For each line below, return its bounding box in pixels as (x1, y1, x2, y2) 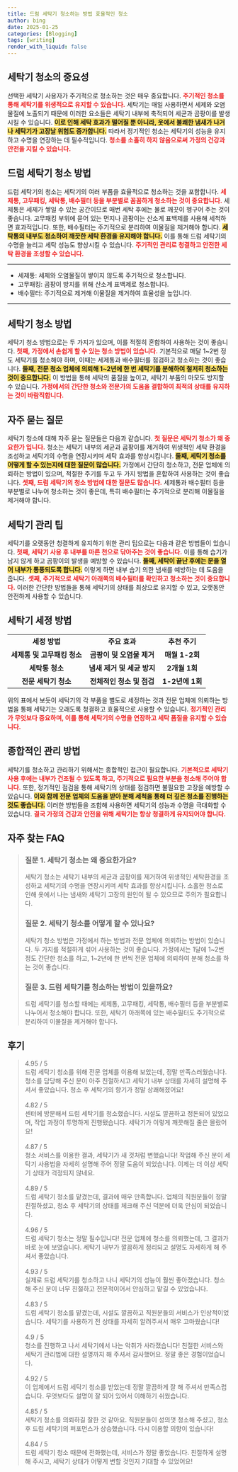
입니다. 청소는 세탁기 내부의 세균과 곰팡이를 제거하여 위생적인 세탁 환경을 (25, 443, 227, 452)
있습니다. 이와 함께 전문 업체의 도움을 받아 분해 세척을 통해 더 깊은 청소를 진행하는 (7, 792, 229, 800)
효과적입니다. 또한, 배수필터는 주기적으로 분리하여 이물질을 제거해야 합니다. (14, 222, 221, 231)
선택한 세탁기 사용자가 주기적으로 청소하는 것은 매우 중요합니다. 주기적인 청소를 (7, 91, 225, 100)
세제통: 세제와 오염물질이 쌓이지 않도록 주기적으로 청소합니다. (17, 270, 186, 280)
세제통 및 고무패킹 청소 (11, 649, 83, 659)
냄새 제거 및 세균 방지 (89, 663, 156, 673)
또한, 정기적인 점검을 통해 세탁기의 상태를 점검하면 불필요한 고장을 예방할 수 (22, 783, 230, 792)
